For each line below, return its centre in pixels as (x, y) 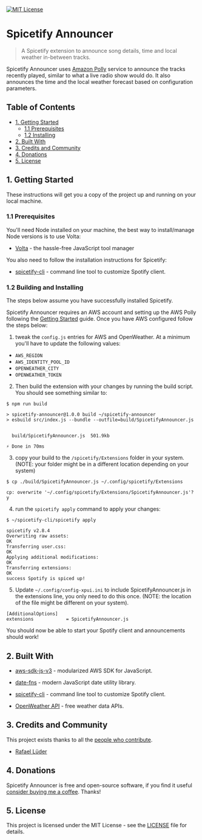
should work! (23, 637)
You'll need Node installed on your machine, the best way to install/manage (100, 230)
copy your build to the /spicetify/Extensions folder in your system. (100, 458)
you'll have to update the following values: (68, 344)
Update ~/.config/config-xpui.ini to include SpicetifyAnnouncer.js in (103, 590)
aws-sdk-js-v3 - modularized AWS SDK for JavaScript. (84, 671)
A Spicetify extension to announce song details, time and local (99, 50)
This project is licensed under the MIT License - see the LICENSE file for (96, 825)
